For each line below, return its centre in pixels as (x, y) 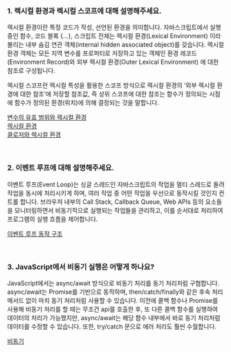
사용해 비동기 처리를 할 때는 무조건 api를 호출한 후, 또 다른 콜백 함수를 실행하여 (113, 309)
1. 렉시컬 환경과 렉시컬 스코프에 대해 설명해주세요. (84, 10)
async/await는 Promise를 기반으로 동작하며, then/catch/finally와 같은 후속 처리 (115, 292)
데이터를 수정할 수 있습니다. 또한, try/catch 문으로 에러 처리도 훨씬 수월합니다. (112, 326)
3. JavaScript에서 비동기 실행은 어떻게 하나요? (81, 267)
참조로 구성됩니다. (31, 71)
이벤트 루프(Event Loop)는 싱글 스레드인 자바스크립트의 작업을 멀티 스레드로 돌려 (116, 184)
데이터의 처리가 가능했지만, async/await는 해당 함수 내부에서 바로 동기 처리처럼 (114, 317)
